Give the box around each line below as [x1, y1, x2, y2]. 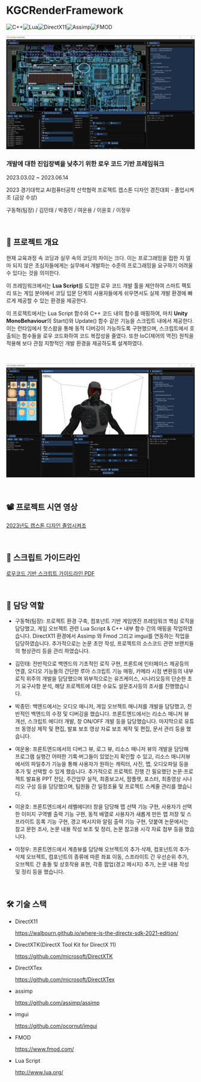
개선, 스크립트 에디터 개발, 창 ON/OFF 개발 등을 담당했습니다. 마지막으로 [14, 718, 184, 725]
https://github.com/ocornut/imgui [14, 1022, 98, 1030]
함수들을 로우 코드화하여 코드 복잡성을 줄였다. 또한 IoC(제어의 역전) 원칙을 [22, 332, 194, 339]
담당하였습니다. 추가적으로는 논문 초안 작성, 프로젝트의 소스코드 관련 [14, 640, 173, 647]
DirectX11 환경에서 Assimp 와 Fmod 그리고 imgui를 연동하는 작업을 [32, 632, 190, 639]
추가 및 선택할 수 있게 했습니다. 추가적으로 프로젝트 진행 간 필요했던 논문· [14, 768, 184, 775]
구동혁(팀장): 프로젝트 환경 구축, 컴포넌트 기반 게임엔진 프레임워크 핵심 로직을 [14, 617, 194, 625]
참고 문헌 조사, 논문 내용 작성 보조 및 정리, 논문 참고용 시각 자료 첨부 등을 [14, 826, 184, 833]
